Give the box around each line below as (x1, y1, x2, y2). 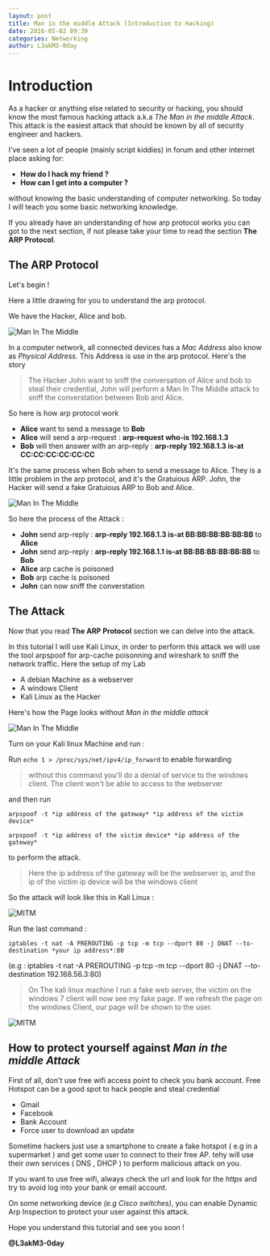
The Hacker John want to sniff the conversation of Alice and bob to (27, 375, 252, 385)
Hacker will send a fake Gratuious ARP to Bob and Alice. (8, 482, 195, 492)
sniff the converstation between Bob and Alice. (27, 392, 185, 402)
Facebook (19, 1108, 54, 1118)
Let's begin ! (8, 280, 50, 290)
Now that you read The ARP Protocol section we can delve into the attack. (8, 626, 255, 636)
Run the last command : (8, 924, 87, 933)
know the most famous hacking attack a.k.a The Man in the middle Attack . (8, 112, 255, 122)
